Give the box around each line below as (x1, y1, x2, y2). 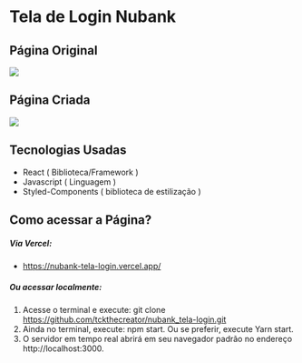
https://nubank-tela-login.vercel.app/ (22, 260, 161, 271)
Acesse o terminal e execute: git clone (22, 304, 166, 315)
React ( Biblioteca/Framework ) (22, 166, 139, 177)
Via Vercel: (9, 237, 53, 248)
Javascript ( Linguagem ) (22, 176, 116, 187)
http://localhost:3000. (22, 343, 104, 354)
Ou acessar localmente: (9, 281, 102, 292)
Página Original (9, 43, 98, 58)
